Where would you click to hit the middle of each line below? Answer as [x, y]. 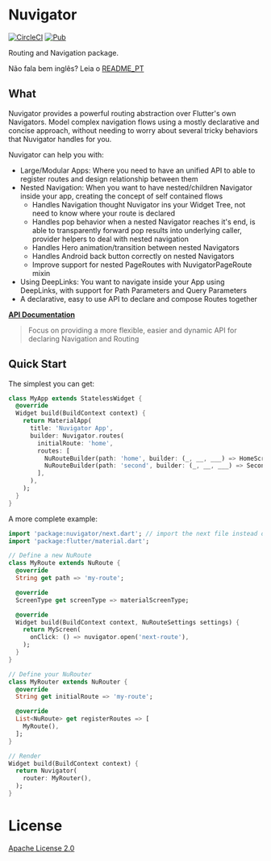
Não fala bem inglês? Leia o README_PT [76, 68]
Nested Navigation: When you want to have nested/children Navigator [136, 187]
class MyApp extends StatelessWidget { [75, 398]
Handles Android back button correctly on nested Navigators [133, 256]
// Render [25, 756]
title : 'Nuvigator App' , [71, 428]
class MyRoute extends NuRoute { [65, 563]
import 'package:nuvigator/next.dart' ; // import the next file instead [133, 533]
